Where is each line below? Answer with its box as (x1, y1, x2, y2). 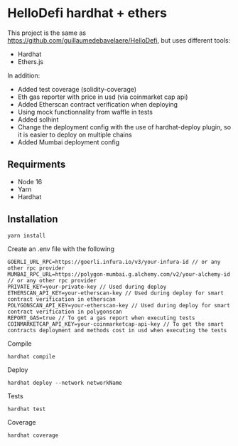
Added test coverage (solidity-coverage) (17, 85, 137, 93)
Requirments (7, 159, 66, 171)
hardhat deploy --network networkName (7, 379, 122, 386)
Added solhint (17, 115, 59, 124)
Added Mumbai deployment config (17, 137, 120, 147)
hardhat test (7, 405, 46, 413)
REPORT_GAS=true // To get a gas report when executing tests (7, 314, 195, 322)
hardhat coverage (7, 432, 59, 439)
